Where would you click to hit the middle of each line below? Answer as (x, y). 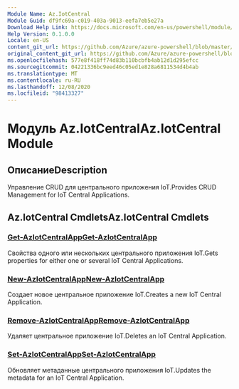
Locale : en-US (28, 41)
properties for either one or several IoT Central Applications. (95, 260)
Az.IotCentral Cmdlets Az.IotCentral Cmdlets (108, 217)
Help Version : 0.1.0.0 (41, 34)
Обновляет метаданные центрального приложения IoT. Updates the (109, 370)
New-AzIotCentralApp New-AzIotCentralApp (86, 279)
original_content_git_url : (47, 54)
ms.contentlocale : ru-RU (44, 80)
